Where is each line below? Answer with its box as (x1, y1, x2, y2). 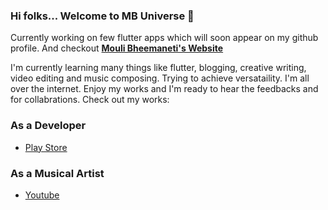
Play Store (24, 141, 68, 153)
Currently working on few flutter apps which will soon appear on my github (10, 32, 319, 44)
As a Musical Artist (10, 166, 105, 180)
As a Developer (10, 119, 87, 133)
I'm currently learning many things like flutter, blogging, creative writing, (10, 62, 307, 74)
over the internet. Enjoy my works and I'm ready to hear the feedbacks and (10, 83, 319, 95)
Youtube (24, 189, 60, 201)
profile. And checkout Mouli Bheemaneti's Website (10, 42, 224, 54)
